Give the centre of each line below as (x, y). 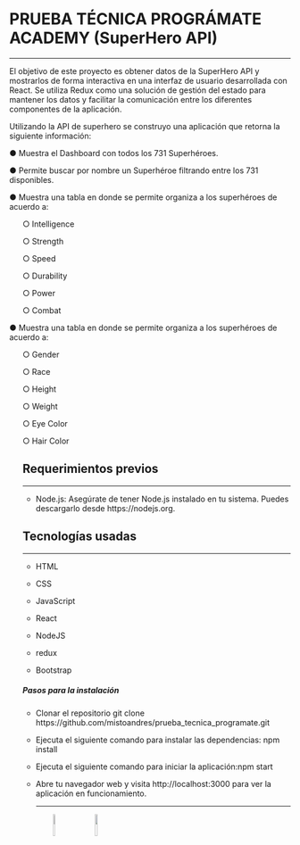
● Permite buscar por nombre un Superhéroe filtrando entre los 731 (134, 170)
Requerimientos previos (90, 469)
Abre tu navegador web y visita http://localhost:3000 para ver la (154, 783)
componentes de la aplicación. (66, 109)
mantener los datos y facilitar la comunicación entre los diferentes (131, 99)
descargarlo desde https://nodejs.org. (105, 508)
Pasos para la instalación (71, 691)
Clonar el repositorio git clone (90, 713)
